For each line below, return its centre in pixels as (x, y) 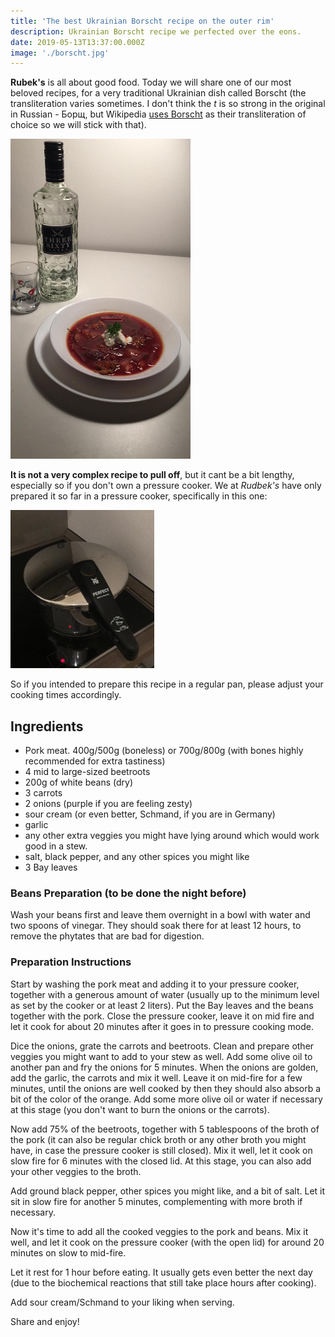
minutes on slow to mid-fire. (68, 1252)
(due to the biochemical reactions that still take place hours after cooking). (163, 1282)
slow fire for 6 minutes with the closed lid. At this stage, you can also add (161, 1161)
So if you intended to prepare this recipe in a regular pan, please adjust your (167, 684)
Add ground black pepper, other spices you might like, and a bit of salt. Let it (168, 1191)
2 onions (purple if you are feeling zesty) (108, 804)
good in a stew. (56, 846)
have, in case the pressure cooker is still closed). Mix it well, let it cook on (161, 1150)
